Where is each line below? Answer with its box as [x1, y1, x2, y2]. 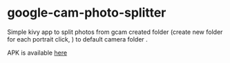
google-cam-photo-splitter [7, 5, 166, 21]
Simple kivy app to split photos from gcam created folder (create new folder [7, 28, 223, 36]
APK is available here [7, 48, 68, 57]
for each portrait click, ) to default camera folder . [7, 35, 148, 43]
